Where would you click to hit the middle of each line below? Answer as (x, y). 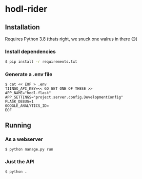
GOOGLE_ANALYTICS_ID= (27, 106)
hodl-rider (26, 9)
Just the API (20, 162)
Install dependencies (30, 51)
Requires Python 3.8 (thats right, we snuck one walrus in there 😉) (71, 39)
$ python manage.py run (29, 150)
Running (18, 125)
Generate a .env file (29, 75)
